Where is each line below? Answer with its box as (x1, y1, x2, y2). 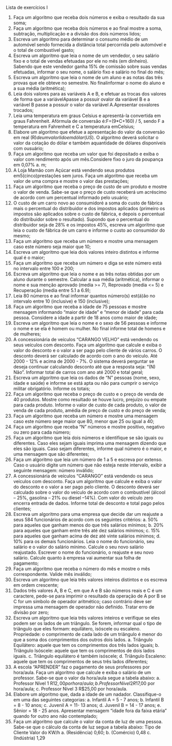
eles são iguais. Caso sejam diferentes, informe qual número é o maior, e (13, 445, 167, 452)
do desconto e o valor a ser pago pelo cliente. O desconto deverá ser (13, 484, 160, 490)
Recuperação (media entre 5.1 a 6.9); (13, 287, 91, 293)
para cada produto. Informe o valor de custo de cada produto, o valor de (13, 402, 167, 408)
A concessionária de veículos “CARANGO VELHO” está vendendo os (13, 337, 158, 342)
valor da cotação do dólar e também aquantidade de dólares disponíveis (13, 140, 166, 146)
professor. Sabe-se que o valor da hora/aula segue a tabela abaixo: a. (13, 675, 161, 681)
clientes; (13, 506, 32, 512)
